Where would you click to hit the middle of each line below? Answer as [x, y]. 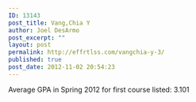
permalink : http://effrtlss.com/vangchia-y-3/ [86, 52]
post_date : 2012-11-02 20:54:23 [61, 67]
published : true [35, 60]
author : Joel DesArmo [44, 30]
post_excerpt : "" [37, 38]
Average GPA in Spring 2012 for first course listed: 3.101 [99, 89]
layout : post [30, 45]
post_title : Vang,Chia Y [49, 23]
